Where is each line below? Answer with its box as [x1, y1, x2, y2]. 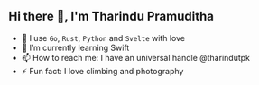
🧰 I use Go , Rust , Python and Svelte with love [21, 32, 186, 43]
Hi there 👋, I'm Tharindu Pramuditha [8, 9, 214, 24]
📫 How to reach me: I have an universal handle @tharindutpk [21, 52, 250, 63]
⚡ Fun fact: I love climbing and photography [21, 65, 184, 76]
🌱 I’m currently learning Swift [21, 42, 130, 53]
